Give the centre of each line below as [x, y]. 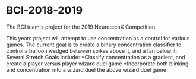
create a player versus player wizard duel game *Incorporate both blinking [97, 64]
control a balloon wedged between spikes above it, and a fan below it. [92, 50]
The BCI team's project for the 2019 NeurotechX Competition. [82, 27]
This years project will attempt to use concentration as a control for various [98, 38]
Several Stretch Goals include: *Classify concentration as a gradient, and [96, 57]
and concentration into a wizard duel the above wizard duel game [86, 69]
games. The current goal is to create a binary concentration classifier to [94, 45]
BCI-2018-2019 [45, 10]
